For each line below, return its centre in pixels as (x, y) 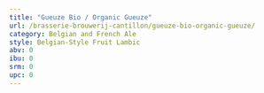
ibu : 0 (21, 58)
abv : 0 (21, 50)
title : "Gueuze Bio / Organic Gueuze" (81, 17)
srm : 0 (21, 67)
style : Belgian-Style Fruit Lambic (75, 42)
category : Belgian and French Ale (73, 34)
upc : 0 (21, 75)
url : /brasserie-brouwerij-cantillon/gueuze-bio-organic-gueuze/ (132, 26)
